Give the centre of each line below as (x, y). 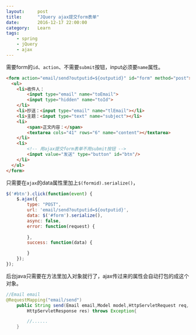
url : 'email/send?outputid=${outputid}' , (78, 210)
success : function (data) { (60, 243)
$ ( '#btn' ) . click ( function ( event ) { (49, 194)
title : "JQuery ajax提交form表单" (53, 17)
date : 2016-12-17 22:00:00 (47, 22)
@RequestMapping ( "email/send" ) (44, 300)
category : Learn (28, 28)
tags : (13, 33)
